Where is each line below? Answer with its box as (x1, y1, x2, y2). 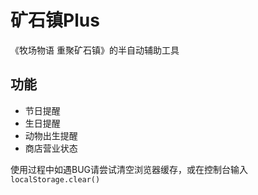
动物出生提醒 (24, 129, 78, 141)
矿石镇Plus (10, 9, 100, 32)
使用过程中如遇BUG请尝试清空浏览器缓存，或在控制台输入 (10, 163, 249, 175)
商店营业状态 (24, 142, 78, 154)
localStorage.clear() (10, 174, 101, 185)
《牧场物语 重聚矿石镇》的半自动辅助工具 (10, 44, 180, 56)
